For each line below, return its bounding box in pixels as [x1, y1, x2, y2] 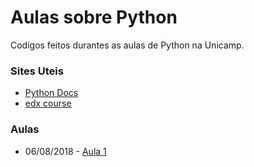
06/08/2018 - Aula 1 [24, 145, 107, 157]
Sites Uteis [10, 64, 64, 78]
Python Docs [24, 87, 79, 99]
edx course [24, 97, 72, 110]
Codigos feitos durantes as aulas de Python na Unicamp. [10, 39, 245, 51]
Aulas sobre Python [10, 6, 178, 29]
